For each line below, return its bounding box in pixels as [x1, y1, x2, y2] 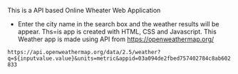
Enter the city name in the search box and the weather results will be [17, 20, 219, 28]
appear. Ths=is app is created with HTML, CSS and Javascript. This [17, 28, 217, 36]
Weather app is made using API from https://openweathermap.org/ [17, 35, 214, 43]
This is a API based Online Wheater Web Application [7, 6, 161, 14]
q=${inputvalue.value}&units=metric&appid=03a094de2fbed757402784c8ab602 [7, 55, 232, 62]
